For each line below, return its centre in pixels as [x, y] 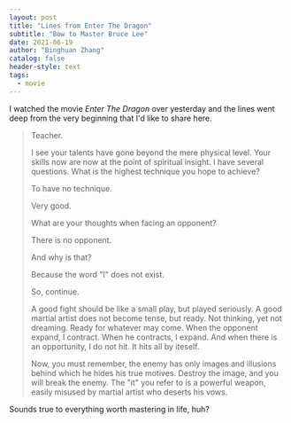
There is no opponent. [71, 239]
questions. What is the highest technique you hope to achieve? [145, 171]
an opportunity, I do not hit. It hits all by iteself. [115, 346]
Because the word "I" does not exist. [98, 274]
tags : [19, 75]
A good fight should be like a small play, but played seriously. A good [157, 309]
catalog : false [37, 59]
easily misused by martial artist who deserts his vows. [129, 392]
